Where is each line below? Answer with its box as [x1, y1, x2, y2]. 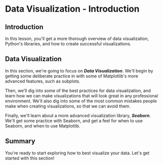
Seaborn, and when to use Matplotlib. [5, 123, 80, 128]
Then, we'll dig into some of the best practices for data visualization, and [5, 88, 151, 93]
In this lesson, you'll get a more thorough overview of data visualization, [5, 36, 149, 41]
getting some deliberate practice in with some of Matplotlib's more [5, 73, 139, 79]
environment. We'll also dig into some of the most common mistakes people [5, 98, 157, 104]
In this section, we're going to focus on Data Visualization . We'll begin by [5, 68, 153, 73]
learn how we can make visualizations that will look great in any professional [5, 92, 158, 98]
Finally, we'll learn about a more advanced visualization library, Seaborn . [5, 112, 151, 118]
